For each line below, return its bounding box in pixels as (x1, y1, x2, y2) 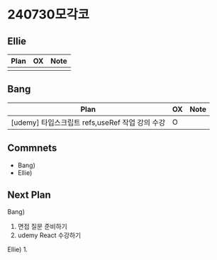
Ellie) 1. (7, 245, 28, 254)
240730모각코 (7, 6, 90, 23)
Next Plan (7, 189, 51, 201)
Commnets (7, 142, 57, 154)
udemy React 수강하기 (17, 231, 82, 239)
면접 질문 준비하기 (17, 222, 67, 231)
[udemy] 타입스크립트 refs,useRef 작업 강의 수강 (11, 118, 165, 128)
